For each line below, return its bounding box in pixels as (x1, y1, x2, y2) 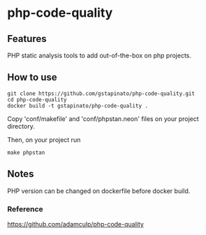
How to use (7, 71, 57, 83)
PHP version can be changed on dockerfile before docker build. (7, 187, 191, 195)
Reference (7, 204, 43, 214)
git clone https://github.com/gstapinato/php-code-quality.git (7, 90, 196, 97)
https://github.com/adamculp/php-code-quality (7, 220, 145, 228)
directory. (7, 122, 35, 130)
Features (7, 33, 47, 45)
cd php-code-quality (7, 96, 68, 103)
